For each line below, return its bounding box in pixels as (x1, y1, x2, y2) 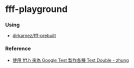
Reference (5, 45, 31, 52)
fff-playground (5, 3, 68, 15)
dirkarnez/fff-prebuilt (12, 32, 56, 38)
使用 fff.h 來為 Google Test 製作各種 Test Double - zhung (12, 57, 129, 63)
